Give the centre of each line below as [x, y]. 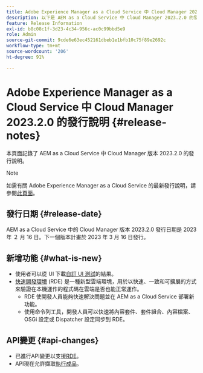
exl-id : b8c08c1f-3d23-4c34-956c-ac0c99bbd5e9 [66, 29]
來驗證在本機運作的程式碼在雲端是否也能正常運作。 [79, 289]
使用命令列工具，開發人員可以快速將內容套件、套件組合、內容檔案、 [109, 312]
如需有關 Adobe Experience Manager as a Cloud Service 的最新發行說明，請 [101, 185]
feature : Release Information [44, 23]
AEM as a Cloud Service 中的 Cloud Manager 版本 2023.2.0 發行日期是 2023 [101, 230]
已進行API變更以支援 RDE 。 [48, 356]
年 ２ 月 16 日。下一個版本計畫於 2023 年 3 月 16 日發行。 [78, 237]
